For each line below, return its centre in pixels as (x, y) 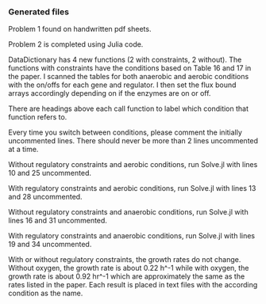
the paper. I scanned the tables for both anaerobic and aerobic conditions (129, 77)
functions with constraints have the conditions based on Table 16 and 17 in (130, 68)
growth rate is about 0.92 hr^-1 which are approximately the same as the (127, 276)
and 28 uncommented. (45, 197)
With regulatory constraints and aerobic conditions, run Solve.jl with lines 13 (132, 188)
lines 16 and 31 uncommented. (58, 221)
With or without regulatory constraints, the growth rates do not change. (125, 260)
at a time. (23, 150)
